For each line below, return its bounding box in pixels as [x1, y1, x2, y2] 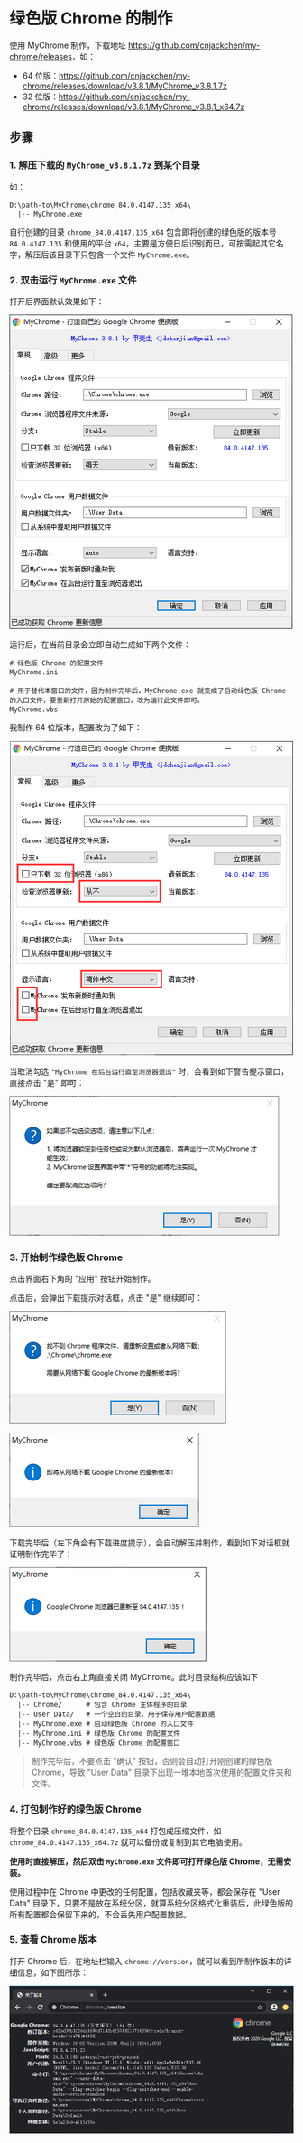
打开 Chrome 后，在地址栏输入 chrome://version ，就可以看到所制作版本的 [9, 1955, 284, 1966]
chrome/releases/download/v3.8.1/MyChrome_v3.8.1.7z [22, 80, 227, 91]
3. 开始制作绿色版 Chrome [9, 1251, 124, 1264]
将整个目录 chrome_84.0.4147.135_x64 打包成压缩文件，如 [9, 1825, 222, 1836]
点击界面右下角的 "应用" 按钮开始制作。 [9, 1274, 156, 1285]
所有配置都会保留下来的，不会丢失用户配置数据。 [9, 1908, 191, 1919]
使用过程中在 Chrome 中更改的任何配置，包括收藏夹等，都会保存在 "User [9, 1886, 280, 1897]
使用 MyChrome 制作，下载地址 [9, 40, 126, 51]
